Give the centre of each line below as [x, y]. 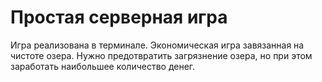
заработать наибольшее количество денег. [103, 66]
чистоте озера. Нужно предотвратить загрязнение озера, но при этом [161, 55]
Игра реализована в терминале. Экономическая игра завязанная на [157, 45]
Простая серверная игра [119, 17]
